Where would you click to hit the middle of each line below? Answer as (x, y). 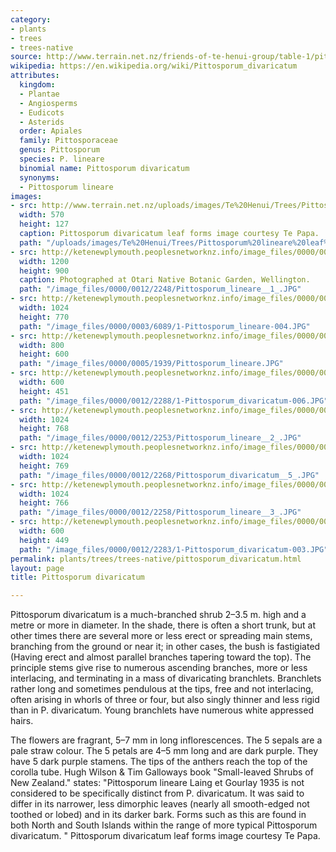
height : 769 (44, 466)
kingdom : (37, 85)
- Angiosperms (48, 103)
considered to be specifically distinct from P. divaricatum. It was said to (157, 793)
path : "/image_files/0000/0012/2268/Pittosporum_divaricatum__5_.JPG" (169, 475)
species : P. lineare (62, 159)
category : (31, 19)
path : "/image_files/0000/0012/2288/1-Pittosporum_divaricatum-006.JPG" (174, 401)
